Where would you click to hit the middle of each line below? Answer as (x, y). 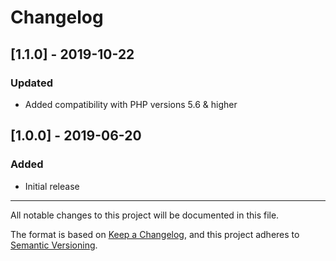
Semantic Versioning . (54, 245)
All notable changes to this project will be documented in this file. (145, 215)
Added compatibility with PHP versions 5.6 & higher (131, 104)
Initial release (52, 186)
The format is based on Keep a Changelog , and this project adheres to (155, 234)
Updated (31, 83)
